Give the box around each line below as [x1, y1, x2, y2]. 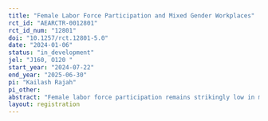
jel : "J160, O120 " [8, 57, 73, 64]
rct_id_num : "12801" [8, 26, 77, 34]
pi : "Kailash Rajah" [8, 78, 77, 86]
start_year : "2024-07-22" [8, 64, 94, 72]
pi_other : [8, 85, 41, 94]
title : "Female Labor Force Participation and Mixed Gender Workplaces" [8, 11, 255, 20]
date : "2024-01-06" [8, 41, 73, 49]
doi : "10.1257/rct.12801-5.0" [8, 33, 109, 42]
